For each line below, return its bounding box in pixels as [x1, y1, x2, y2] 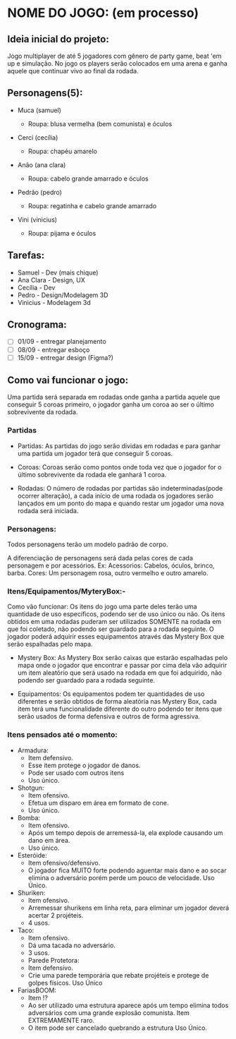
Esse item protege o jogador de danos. [27, 761, 141, 769]
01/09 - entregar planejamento [17, 337, 107, 346]
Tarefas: [7, 249, 45, 262]
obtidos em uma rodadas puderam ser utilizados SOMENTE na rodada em [7, 618, 222, 626]
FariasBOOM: [17, 986, 56, 995]
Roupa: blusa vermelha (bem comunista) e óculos [27, 119, 173, 128]
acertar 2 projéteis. [27, 911, 84, 919]
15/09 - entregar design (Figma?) [17, 353, 114, 361]
